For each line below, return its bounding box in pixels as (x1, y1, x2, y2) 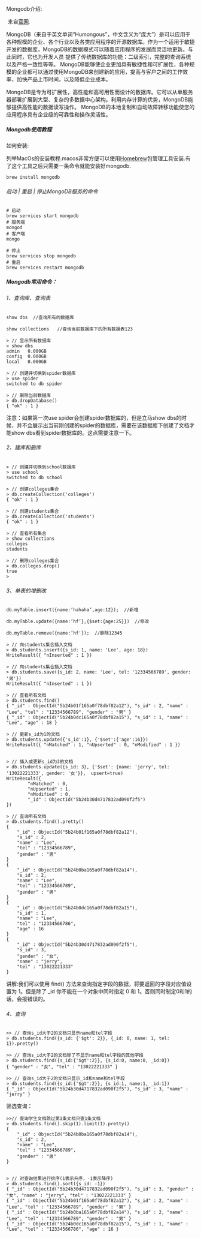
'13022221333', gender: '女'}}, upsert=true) (6, 770, 124, 777)
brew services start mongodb (6, 213, 79, 219)
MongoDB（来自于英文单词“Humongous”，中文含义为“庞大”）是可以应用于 (6, 31, 191, 38)
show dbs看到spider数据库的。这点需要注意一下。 (11, 429, 135, 436)
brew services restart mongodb (6, 265, 84, 271)
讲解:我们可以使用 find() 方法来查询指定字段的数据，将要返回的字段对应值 (6, 980, 187, 988)
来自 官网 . (7, 18, 31, 25)
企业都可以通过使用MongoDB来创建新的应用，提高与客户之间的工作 (16, 68, 183, 75)
